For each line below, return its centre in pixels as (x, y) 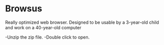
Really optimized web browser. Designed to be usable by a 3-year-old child (82, 22)
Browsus (24, 9)
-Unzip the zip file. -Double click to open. (47, 37)
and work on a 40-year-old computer (43, 27)
